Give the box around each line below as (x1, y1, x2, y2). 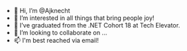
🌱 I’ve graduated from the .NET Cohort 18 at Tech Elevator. (13, 21, 181, 29)
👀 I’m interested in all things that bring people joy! (13, 14, 155, 22)
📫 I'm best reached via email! (13, 37, 99, 44)
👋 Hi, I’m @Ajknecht (13, 7, 70, 14)
